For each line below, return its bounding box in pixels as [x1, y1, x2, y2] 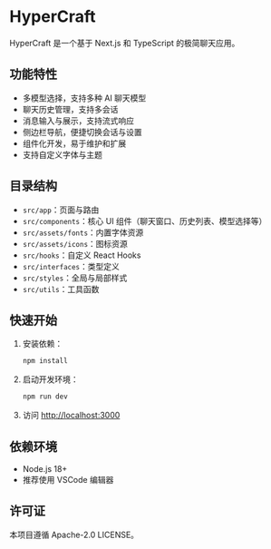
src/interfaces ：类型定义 [22, 260, 121, 271]
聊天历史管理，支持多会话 [22, 103, 119, 114]
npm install [22, 357, 68, 366]
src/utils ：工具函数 [22, 283, 100, 294]
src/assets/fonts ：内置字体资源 [22, 227, 144, 238]
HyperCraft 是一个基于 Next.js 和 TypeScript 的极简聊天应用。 [9, 37, 240, 48]
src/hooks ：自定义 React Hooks [22, 250, 141, 260]
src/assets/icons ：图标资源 [22, 238, 129, 249]
